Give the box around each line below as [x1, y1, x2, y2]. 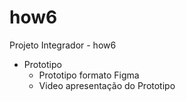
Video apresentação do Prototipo [38, 79, 176, 91]
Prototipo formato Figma [38, 69, 140, 81]
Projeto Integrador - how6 [9, 39, 117, 51]
